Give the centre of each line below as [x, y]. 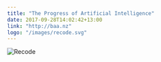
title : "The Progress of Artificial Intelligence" [81, 13]
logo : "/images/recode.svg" [47, 32]
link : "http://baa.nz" [39, 26]
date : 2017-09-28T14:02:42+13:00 [55, 20]
